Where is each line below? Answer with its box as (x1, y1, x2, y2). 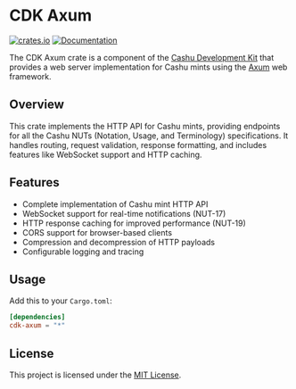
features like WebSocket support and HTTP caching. (9, 149, 202, 160)
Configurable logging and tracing (21, 246, 144, 257)
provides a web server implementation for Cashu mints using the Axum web (9, 62, 288, 72)
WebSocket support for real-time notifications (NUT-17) (21, 208, 226, 219)
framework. (9, 70, 52, 81)
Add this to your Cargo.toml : (9, 295, 113, 306)
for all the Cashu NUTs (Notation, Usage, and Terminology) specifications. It (9, 130, 289, 141)
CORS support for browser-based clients (21, 227, 172, 237)
